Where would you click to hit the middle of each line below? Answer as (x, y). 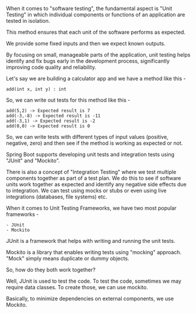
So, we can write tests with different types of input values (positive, (87, 137)
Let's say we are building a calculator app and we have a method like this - (96, 79)
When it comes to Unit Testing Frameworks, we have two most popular (91, 208)
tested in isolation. (28, 21)
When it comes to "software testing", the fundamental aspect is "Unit (89, 8)
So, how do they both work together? (51, 270)
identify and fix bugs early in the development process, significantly (88, 61)
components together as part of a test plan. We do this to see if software (94, 178)
